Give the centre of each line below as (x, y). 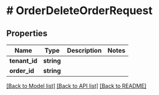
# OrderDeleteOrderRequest (79, 11)
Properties (27, 33)
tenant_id (24, 61)
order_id (22, 71)
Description (84, 51)
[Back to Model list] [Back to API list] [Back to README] (76, 86)
